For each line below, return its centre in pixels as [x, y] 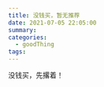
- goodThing [35, 45]
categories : [28, 37]
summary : [22, 30]
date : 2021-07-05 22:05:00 [52, 23]
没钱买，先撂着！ [36, 75]
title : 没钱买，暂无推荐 [44, 15]
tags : [17, 52]
